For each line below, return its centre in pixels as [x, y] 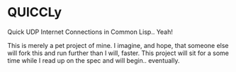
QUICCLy [35, 12]
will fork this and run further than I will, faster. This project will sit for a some [118, 53]
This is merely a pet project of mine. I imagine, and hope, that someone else [118, 45]
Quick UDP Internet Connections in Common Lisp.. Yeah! [90, 32]
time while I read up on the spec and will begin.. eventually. [94, 60]
